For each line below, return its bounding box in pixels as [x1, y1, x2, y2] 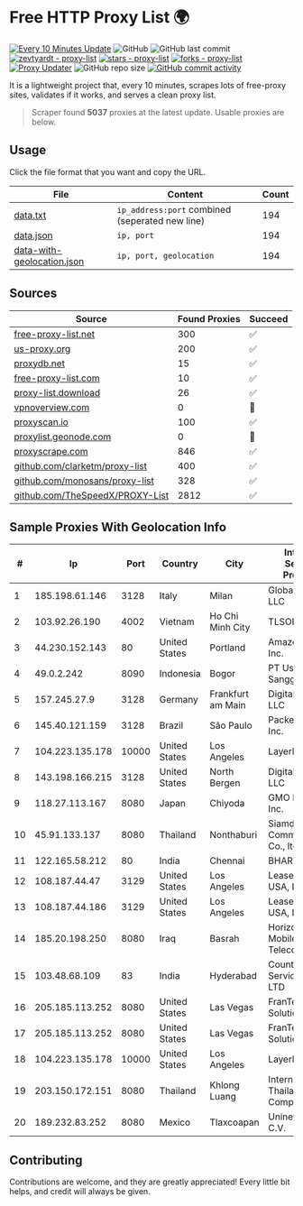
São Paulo [209, 719, 252, 732]
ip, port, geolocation [116, 250, 215, 261]
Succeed [249, 312, 289, 325]
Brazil [159, 719, 184, 732]
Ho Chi [209, 610, 239, 622]
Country [161, 557, 198, 570]
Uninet [268, 1110, 297, 1123]
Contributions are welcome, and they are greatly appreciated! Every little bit [9, 1176, 290, 1187]
